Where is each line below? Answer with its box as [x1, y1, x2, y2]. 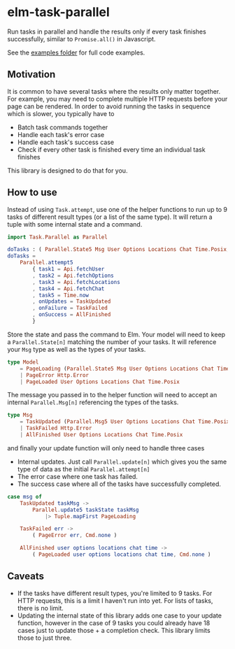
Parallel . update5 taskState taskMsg [32, 506, 139, 513]
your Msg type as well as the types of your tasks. [7, 345, 146, 353]
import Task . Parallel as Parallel [7, 234, 108, 241]
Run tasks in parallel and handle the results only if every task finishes [7, 27, 206, 36]
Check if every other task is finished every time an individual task [17, 145, 206, 154]
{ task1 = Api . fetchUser [32, 266, 105, 273]
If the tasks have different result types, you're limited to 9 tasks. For [17, 589, 213, 597]
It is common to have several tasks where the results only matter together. [7, 87, 221, 95]
